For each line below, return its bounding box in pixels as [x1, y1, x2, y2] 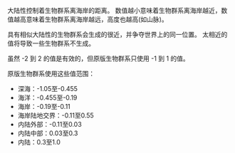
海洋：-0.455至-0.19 [17, 93, 78, 102]
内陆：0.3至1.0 [17, 138, 61, 146]
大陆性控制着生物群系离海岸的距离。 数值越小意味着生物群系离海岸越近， [7, 6, 221, 14]
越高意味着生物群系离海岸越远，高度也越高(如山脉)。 [13, 15, 169, 23]
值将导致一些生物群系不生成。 [7, 39, 95, 48]
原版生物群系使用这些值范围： [7, 70, 95, 78]
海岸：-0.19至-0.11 [17, 102, 71, 110]
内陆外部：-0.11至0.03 [17, 120, 82, 128]
